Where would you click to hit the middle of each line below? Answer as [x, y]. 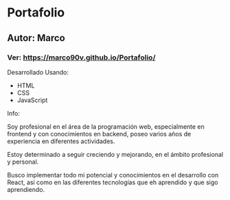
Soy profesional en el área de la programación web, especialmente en [106, 126]
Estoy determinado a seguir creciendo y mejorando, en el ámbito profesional [115, 154]
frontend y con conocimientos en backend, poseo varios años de [99, 134]
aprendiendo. [26, 189]
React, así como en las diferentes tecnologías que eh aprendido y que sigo [113, 182]
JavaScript [32, 100]
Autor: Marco [36, 38]
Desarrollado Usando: [38, 72]
